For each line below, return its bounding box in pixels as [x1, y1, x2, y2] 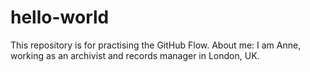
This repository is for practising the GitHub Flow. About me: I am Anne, [10, 39, 302, 51]
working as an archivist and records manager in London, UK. [10, 49, 260, 61]
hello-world [10, 6, 110, 29]
